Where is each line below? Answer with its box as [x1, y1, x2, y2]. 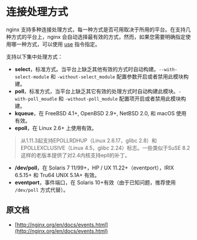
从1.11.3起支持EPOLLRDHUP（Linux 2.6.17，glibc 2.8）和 [20, 136, 157, 144]
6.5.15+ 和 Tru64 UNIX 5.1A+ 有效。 [14, 171, 100, 178]
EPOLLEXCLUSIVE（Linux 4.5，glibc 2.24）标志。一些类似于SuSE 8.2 [20, 144, 191, 151]
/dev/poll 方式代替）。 [14, 186, 69, 193]
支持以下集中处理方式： [6, 53, 63, 60]
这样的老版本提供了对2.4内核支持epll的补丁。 [20, 151, 131, 159]
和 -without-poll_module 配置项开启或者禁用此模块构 [58, 95, 186, 102]
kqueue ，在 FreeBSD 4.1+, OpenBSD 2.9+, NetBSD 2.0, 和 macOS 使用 [14, 109, 187, 116]
